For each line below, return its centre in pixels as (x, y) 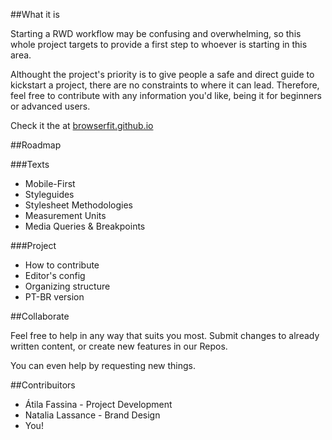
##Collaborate (40, 316)
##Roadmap (36, 145)
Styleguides (49, 194)
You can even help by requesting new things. (103, 365)
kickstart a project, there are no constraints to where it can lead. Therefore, (165, 85)
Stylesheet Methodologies (78, 205)
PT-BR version (54, 297)
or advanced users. (50, 106)
